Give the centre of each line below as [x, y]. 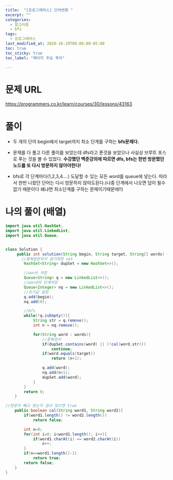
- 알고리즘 [20, 24]
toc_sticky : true [24, 53]
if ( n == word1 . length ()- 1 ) [50, 453]
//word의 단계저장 [41, 283]
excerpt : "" [18, 15]
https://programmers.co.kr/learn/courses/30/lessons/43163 [69, 104]
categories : [18, 20]
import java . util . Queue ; [32, 235]
